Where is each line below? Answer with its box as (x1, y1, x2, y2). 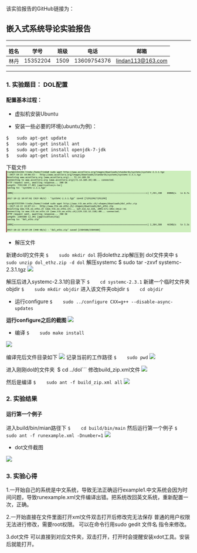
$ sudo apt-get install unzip (6, 153, 85, 159)
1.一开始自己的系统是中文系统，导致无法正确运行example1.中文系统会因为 (6, 486, 183, 494)
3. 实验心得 (6, 472, 38, 480)
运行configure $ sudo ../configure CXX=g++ (14, 298, 129, 305)
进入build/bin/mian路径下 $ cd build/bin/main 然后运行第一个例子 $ (6, 425, 178, 432)
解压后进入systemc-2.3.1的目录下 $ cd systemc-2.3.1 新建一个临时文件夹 (6, 278, 190, 286)
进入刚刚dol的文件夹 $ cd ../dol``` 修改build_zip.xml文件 (6, 366, 141, 374)
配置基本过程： (6, 96, 42, 103)
